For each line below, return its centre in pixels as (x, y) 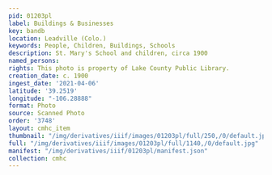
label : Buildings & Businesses (61, 23)
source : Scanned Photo (47, 114)
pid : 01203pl (30, 16)
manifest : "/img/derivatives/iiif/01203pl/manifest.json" (108, 151)
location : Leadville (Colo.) (57, 38)
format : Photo (32, 106)
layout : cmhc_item (39, 128)
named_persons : (34, 61)
